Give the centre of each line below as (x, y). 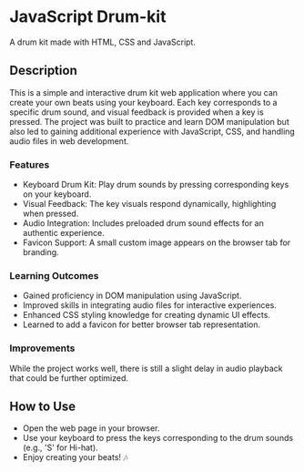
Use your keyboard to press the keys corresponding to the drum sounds (158, 438)
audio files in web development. (69, 141)
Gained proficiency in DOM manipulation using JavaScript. (132, 296)
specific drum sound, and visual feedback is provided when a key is (137, 112)
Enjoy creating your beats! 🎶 (76, 457)
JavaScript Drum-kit (88, 17)
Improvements (42, 348)
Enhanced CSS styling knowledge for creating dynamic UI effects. (147, 315)
